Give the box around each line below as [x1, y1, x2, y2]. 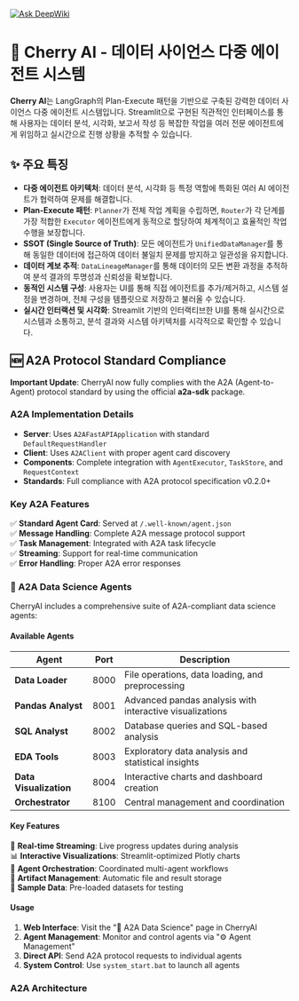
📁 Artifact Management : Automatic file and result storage [10, 872, 223, 883]
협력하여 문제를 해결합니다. [39, 194, 132, 204]
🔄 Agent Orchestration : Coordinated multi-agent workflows [10, 862, 229, 874]
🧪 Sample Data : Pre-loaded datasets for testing [10, 882, 185, 893]
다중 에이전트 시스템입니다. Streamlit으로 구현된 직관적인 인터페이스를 [33, 107, 275, 117]
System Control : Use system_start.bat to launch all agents [22, 960, 240, 971]
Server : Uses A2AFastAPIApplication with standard [22, 428, 209, 439]
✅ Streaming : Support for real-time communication [10, 548, 199, 559]
